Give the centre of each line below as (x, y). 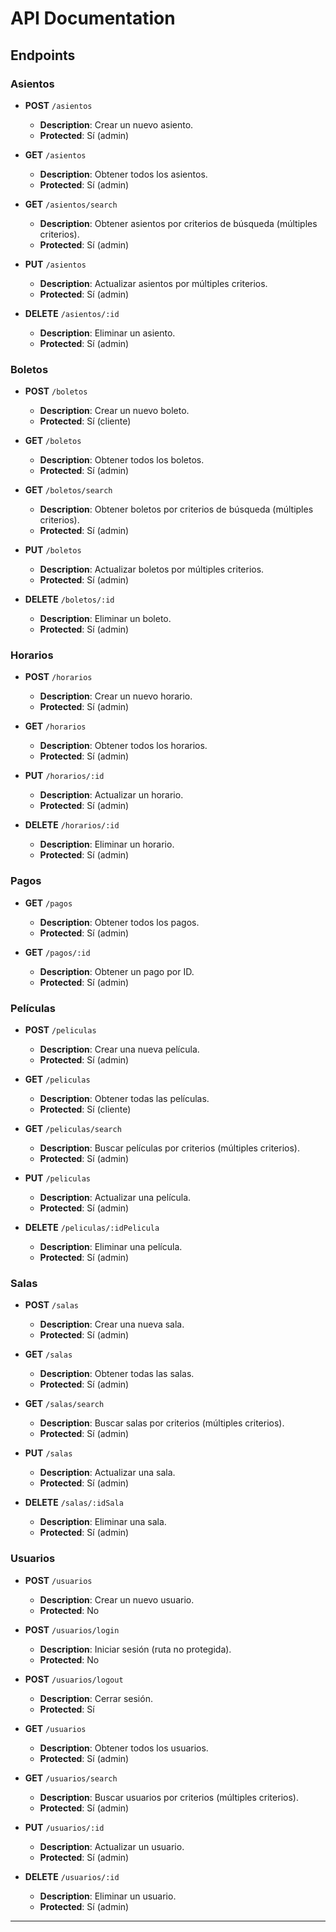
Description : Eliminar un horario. (107, 844)
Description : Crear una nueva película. (119, 1049)
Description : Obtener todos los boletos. (122, 460)
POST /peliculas (60, 1030)
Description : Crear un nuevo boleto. (114, 411)
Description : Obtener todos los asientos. (123, 174)
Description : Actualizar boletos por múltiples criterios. (152, 569)
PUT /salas (48, 1453)
